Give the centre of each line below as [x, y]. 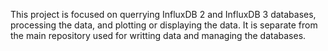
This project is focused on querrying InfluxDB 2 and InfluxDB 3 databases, [163, 14]
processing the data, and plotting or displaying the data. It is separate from [164, 25]
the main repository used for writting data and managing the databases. [158, 35]
